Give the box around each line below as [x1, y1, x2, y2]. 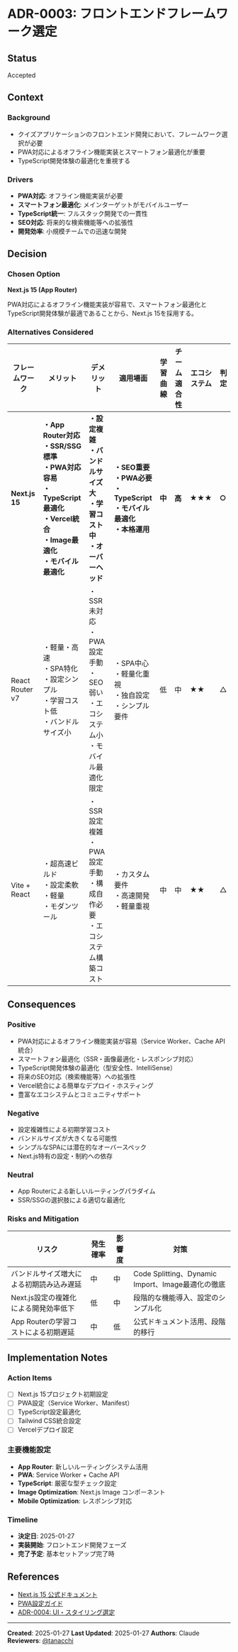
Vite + [11, 880, 30, 890]
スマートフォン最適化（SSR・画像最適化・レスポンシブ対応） [17, 1054, 198, 1063]
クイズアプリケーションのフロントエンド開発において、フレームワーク [17, 130, 222, 138]
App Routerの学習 [11, 1316, 70, 1326]
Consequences [7, 999, 76, 1011]
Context [7, 92, 44, 104]
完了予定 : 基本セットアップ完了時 [17, 1550, 115, 1558]
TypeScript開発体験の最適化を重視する [17, 156, 131, 165]
